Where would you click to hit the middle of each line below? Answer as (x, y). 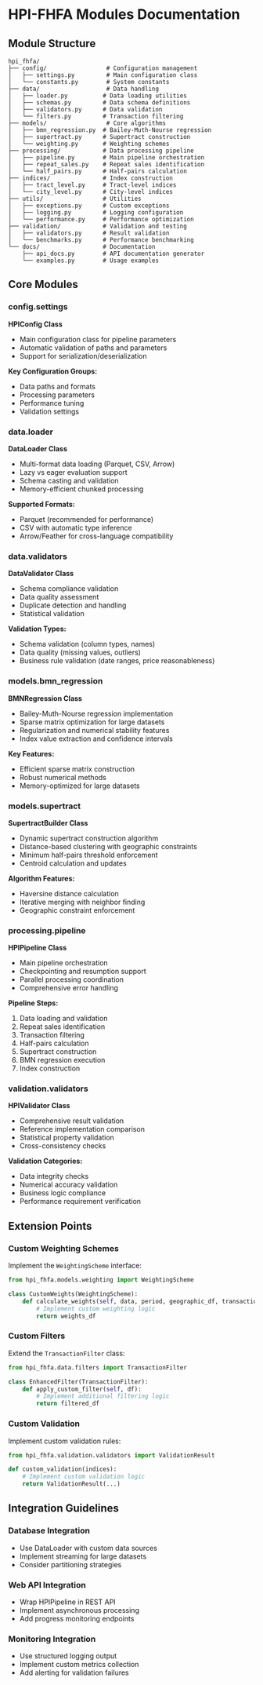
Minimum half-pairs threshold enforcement (88, 855)
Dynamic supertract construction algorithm (89, 838)
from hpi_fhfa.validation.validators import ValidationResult (112, 1455)
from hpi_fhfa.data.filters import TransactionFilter (98, 1367)
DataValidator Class (41, 574)
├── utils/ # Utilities (75, 199)
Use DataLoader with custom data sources (88, 1548)
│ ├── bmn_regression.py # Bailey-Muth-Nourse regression (110, 130)
